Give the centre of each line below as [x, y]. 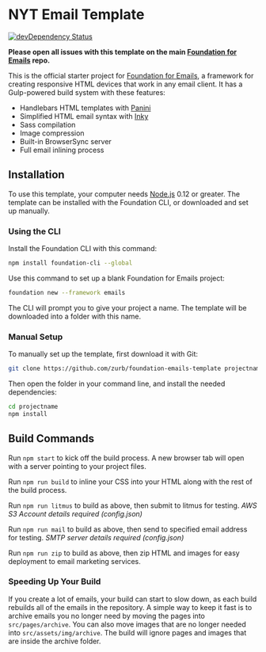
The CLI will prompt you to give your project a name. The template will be [127, 307]
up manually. [29, 211]
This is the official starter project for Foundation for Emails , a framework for [131, 75]
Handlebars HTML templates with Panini [85, 108]
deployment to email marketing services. [74, 561]
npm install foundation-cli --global [70, 263]
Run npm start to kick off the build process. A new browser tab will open [126, 458]
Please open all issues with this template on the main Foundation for [123, 51]
